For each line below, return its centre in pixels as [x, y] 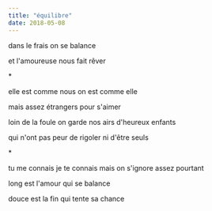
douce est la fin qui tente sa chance [66, 198]
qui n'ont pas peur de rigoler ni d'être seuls [78, 137]
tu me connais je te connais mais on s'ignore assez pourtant [106, 168]
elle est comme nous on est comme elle [73, 91]
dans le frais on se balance [52, 45]
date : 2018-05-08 [37, 23]
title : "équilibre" [40, 15]
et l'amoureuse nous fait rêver [57, 61]
